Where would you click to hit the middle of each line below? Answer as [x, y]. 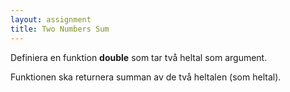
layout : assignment [51, 19]
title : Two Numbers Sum [60, 29]
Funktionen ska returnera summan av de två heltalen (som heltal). [146, 77]
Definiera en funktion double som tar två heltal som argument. [139, 57]
